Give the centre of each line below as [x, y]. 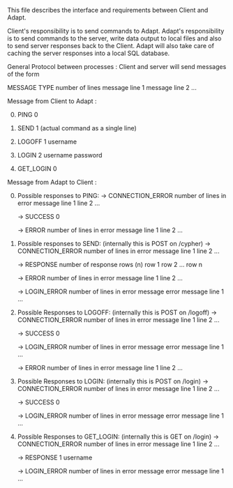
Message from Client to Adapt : [52, 101]
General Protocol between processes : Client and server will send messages [117, 67]
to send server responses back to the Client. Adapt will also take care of [111, 46]
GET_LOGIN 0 [37, 169]
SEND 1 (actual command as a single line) [77, 128]
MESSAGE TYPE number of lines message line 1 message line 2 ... [102, 87]
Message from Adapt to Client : [52, 182]
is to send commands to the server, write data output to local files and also [114, 38]
